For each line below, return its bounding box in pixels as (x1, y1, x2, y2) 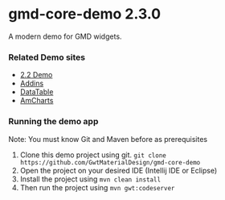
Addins (19, 78, 44, 89)
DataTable (19, 87, 54, 97)
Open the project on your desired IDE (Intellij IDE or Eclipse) (19, 165, 218, 175)
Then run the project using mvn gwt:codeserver (19, 182, 175, 192)
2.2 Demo (19, 70, 53, 80)
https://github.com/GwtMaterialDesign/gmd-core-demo (19, 158, 201, 166)
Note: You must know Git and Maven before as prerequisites (8, 134, 207, 144)
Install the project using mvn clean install (19, 174, 162, 184)
